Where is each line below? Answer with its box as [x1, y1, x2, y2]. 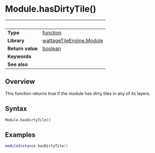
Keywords [7, 53, 32, 59]
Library [7, 37, 25, 44]
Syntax [5, 105, 27, 113]
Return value [7, 45, 38, 52]
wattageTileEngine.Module [42, 37, 103, 44]
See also [7, 61, 28, 68]
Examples [5, 131, 35, 139]
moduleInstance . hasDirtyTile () [5, 144, 69, 149]
